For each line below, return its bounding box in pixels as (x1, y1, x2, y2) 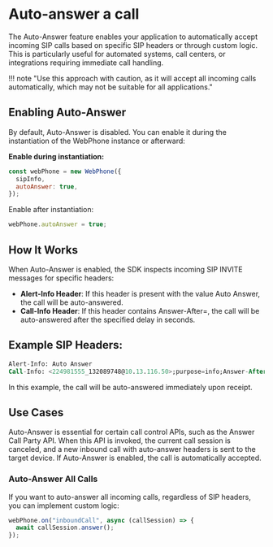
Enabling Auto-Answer (8, 106, 127, 119)
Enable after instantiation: (8, 205, 94, 215)
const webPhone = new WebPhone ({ (8, 167, 122, 176)
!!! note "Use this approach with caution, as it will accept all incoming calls (8, 73, 257, 83)
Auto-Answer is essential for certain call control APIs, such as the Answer (8, 428, 255, 437)
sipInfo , (15, 175, 45, 183)
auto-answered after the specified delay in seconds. (19, 315, 196, 324)
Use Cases (8, 406, 64, 419)
